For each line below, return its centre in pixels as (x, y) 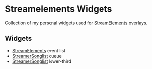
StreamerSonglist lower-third (42, 61)
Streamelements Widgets (59, 9)
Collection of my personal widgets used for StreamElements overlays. (76, 23)
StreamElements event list (39, 50)
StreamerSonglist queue (37, 56)
